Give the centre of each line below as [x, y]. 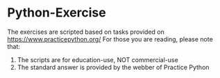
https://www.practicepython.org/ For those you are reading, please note [110, 39]
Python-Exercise [57, 13]
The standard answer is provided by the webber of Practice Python [113, 67]
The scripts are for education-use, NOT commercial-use [98, 59]
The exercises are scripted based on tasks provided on [86, 32]
